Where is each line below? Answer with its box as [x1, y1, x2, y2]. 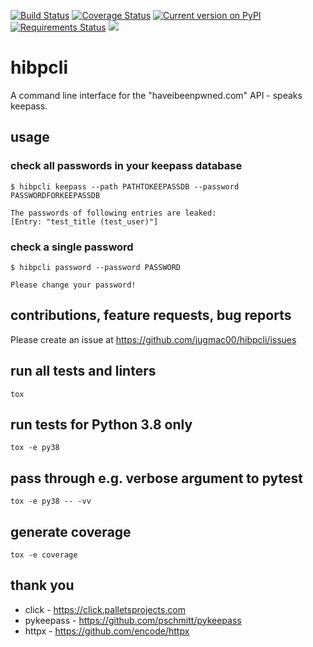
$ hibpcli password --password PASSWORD [10, 262, 182, 272]
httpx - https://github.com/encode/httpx [24, 625, 190, 637]
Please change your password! [10, 280, 137, 290]
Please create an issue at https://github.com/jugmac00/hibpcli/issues [10, 333, 297, 345]
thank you [10, 577, 75, 594]
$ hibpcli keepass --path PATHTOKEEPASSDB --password [10, 181, 240, 192]
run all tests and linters [10, 363, 157, 380]
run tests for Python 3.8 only [10, 416, 193, 433]
